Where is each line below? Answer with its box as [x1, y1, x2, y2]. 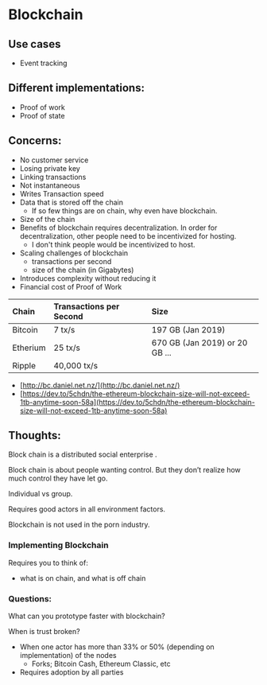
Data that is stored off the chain [19, 197, 124, 207]
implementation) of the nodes [19, 651, 117, 660]
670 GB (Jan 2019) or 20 [151, 337, 248, 348]
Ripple [12, 360, 36, 371]
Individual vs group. [8, 489, 73, 499]
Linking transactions [19, 172, 87, 181]
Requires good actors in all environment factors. [8, 504, 165, 514]
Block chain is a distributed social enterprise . [8, 450, 157, 459]
